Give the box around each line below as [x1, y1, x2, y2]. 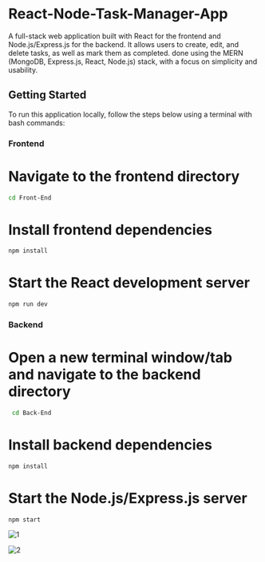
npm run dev [8, 300, 48, 308]
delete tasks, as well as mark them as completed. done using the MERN [8, 48, 243, 57]
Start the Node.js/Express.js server [8, 489, 247, 507]
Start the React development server [8, 274, 250, 292]
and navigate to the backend [8, 366, 201, 384]
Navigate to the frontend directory [8, 167, 240, 185]
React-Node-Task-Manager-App [8, 5, 228, 23]
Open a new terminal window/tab [8, 349, 233, 367]
